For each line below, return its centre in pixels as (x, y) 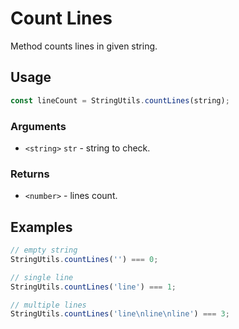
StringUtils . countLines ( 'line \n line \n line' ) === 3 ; (120, 314)
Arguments (38, 126)
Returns (30, 174)
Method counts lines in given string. (84, 46)
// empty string (44, 250)
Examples (41, 227)
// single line (42, 277)
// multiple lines (48, 305)
